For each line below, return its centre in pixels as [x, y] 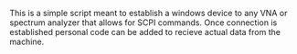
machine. [27, 41]
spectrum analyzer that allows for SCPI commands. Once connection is [143, 22]
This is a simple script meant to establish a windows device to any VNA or [148, 13]
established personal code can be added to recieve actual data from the [145, 32]
